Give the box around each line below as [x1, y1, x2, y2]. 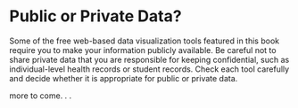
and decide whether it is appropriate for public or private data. [9, 73, 238, 83]
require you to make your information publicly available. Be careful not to [9, 44, 277, 55]
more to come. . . [9, 90, 72, 101]
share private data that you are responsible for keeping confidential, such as [9, 54, 290, 65]
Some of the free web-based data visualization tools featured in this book [9, 35, 279, 46]
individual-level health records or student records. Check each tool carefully [9, 64, 290, 74]
